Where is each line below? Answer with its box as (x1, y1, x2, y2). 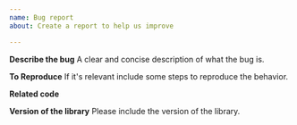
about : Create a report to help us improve (9, 21, 174, 30)
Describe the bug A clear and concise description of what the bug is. (9, 54, 265, 64)
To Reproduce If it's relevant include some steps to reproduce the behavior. (9, 71, 289, 81)
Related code (9, 88, 60, 99)
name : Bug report (9, 12, 74, 22)
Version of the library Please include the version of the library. (9, 105, 241, 116)
